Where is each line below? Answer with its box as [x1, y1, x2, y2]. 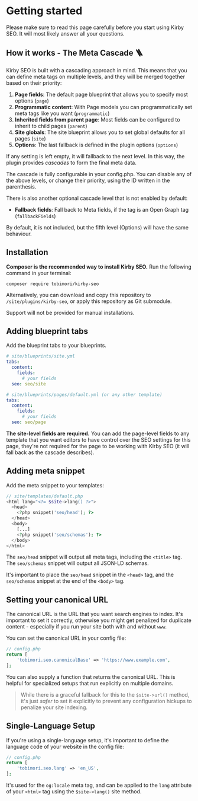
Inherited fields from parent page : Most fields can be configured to [14, 116, 180, 123]
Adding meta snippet [6, 466, 85, 476]
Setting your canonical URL [6, 595, 109, 605]
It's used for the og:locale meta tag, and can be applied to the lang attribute [6, 781, 192, 789]
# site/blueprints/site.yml [6, 353, 76, 359]
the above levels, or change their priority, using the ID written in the [6, 177, 170, 184]
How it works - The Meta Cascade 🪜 [6, 48, 144, 58]
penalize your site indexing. [20, 704, 87, 711]
